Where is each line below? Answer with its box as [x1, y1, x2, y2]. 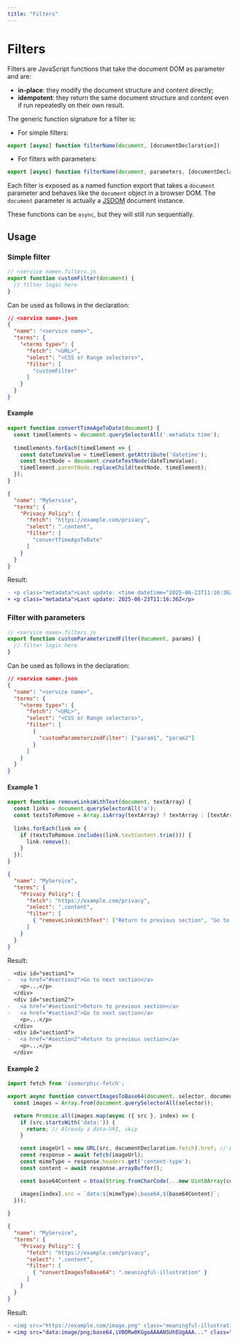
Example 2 [7, 1064, 39, 1073]
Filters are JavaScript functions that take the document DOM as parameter [7, 65, 225, 73]
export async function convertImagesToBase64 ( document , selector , [7, 1093, 208, 1100]
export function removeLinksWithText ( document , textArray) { [7, 799, 192, 806]
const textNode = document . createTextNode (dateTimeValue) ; [20, 458, 198, 465]
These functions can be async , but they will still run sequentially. [7, 210, 195, 219]
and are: [7, 72, 32, 80]
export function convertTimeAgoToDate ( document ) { [7, 425, 160, 432]
